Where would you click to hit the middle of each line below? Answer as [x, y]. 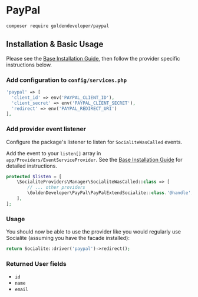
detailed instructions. [32, 166]
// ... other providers [56, 188]
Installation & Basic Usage [55, 44]
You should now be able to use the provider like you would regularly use [94, 232]
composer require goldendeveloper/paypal [58, 26]
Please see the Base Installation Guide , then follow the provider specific [93, 58]
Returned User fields [36, 263]
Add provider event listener [46, 129]
